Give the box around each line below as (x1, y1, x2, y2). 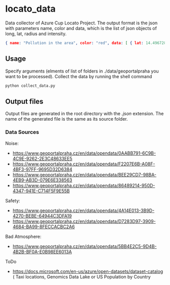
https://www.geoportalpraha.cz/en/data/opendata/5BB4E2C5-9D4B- (12, 243, 157, 249)
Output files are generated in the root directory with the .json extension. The (5, 111, 164, 117)
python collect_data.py (5, 83, 56, 88)
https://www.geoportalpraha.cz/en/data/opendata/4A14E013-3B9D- (12, 207, 155, 213)
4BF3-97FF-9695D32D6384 (12, 166, 72, 172)
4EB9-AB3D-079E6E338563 (12, 177, 72, 183)
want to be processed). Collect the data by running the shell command (5, 73, 152, 79)
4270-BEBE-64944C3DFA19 (12, 212, 72, 219)
